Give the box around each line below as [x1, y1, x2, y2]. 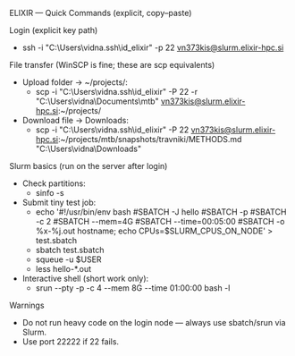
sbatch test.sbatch [35, 245, 105, 255]
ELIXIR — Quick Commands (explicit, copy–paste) [9, 8, 192, 18]
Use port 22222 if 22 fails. [21, 336, 119, 347]
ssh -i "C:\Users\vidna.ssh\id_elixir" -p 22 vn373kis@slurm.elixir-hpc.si [21, 42, 284, 53]
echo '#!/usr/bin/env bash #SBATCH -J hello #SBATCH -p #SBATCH [35, 207, 287, 217]
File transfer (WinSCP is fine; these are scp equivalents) [9, 60, 215, 70]
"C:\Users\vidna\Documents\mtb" [35, 96, 159, 106]
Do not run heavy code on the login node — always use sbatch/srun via [21, 318, 286, 327]
